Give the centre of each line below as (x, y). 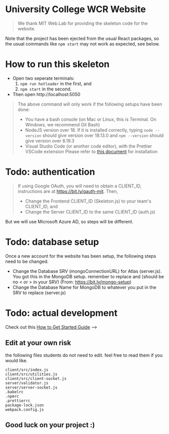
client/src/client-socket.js (36, 378)
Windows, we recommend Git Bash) (62, 124)
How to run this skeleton (57, 64)
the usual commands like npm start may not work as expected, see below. (83, 43)
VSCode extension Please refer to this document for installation (91, 151)
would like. (16, 360)
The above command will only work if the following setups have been (90, 104)
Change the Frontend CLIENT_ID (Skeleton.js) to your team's (88, 201)
